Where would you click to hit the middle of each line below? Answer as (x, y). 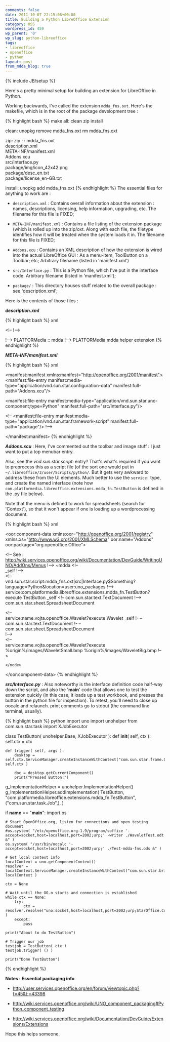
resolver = (17, 866)
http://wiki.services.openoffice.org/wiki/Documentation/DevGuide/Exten (88, 1019)
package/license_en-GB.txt (34, 178)
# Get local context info (32, 858)
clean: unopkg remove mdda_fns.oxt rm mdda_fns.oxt (61, 131)
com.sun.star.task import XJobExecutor (46, 727)
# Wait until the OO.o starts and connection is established (71, 893)
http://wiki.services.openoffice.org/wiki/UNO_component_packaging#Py (88, 1004)
